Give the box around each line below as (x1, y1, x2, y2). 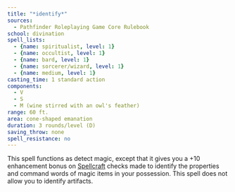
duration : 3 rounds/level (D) (7, 121, 96, 129)
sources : (7, 17, 33, 24)
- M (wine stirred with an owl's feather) (13, 102, 140, 109)
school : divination (7, 30, 65, 37)
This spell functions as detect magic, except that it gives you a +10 (7, 155, 201, 163)
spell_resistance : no (7, 135, 71, 142)
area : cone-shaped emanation (7, 115, 93, 122)
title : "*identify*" (7, 10, 68, 18)
